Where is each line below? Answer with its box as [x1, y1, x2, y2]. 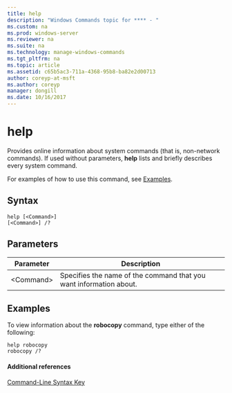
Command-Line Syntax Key [7, 378, 85, 386]
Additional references [7, 362, 71, 371]
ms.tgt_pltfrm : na [7, 55, 60, 62]
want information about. [59, 279, 137, 288]
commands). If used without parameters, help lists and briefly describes [7, 154, 213, 162]
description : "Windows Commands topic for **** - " [7, 17, 159, 24]
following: [7, 329, 35, 337]
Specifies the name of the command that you [59, 270, 206, 280]
